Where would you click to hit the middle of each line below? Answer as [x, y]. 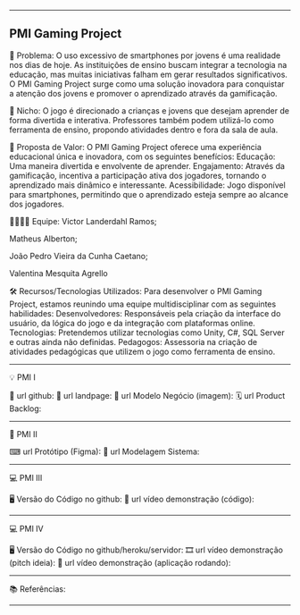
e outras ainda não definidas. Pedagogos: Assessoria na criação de [133, 341]
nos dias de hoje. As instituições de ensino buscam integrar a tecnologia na [148, 64]
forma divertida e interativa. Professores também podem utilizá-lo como [142, 120]
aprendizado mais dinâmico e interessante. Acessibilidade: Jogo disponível [147, 185]
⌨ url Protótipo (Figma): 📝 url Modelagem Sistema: [104, 451]
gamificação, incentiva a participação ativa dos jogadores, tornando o [138, 175]
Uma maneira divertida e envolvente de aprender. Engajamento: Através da [147, 165]
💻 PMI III [26, 477]
